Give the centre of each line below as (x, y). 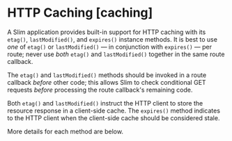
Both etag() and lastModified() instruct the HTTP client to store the (105, 103)
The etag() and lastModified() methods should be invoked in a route (107, 75)
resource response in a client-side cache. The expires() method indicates (114, 110)
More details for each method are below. (65, 131)
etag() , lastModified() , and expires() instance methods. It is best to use (113, 39)
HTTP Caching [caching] (80, 13)
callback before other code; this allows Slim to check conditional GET (107, 82)
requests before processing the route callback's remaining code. (100, 90)
